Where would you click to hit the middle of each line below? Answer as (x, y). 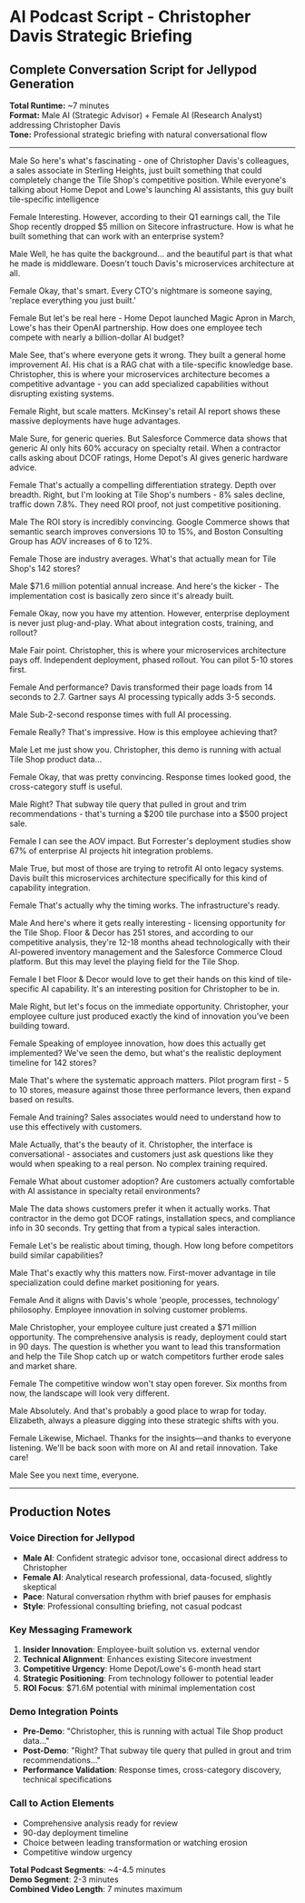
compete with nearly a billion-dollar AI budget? (97, 337)
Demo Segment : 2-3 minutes (64, 1879)
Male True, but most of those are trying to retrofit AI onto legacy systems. (147, 868)
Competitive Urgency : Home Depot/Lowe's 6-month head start (142, 1669)
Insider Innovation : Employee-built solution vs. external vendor (141, 1649)
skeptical (39, 1587)
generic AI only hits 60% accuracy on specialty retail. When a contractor (145, 448)
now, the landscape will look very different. (89, 1393)
